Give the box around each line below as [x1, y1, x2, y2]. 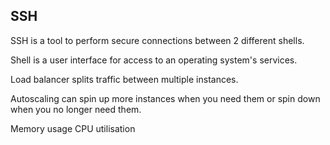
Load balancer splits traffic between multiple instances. [10, 73, 239, 85]
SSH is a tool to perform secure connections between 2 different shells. [10, 34, 305, 46]
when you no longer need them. [10, 103, 142, 115]
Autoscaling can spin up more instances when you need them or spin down [10, 92, 321, 104]
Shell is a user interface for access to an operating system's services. [10, 54, 298, 66]
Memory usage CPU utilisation [10, 122, 136, 134]
